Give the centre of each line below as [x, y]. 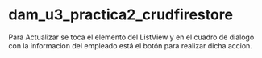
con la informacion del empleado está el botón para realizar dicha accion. [130, 45]
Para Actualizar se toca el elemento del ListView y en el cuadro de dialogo [131, 37]
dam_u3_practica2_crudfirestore [121, 15]
